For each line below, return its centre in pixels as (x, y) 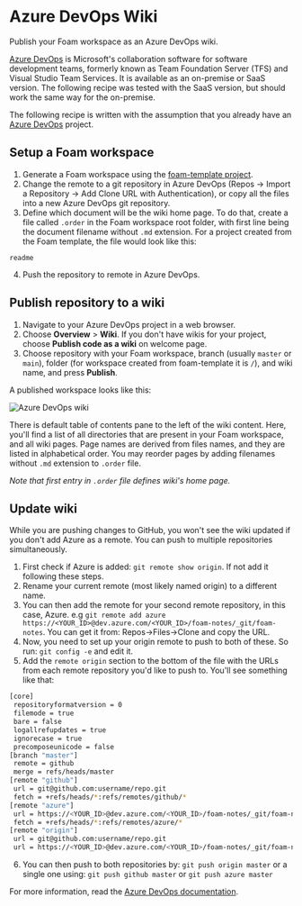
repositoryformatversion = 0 (68, 705)
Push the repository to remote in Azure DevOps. (111, 274)
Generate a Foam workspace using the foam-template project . (138, 174)
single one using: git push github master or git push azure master (147, 874)
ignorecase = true (48, 738)
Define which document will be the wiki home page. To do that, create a (155, 213)
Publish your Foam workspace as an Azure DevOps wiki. (114, 41)
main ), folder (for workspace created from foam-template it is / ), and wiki (158, 363)
